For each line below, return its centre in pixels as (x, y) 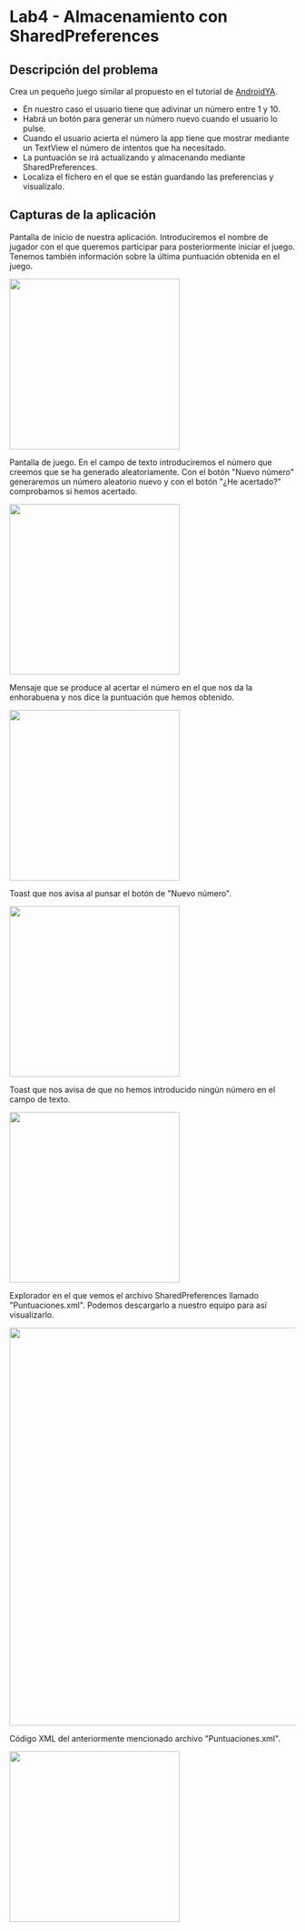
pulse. (34, 128)
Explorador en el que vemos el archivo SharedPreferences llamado (134, 1295)
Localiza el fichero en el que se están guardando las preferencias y (148, 177)
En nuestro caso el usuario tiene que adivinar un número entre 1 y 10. (152, 109)
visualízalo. (44, 187)
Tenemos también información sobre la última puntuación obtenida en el (145, 256)
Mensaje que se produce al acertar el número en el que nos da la (131, 687)
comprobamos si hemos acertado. (74, 491)
